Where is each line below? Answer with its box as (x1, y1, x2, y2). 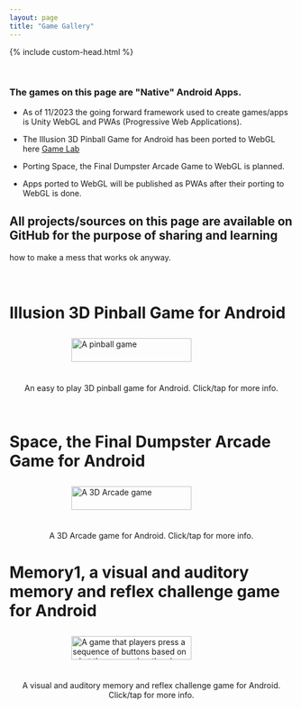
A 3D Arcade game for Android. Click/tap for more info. (49, 531, 254, 541)
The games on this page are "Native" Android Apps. (9, 86, 242, 99)
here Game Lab (22, 143, 80, 154)
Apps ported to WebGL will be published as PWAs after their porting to (22, 177, 285, 189)
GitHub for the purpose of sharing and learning (9, 228, 278, 243)
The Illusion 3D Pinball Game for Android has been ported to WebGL (22, 133, 276, 144)
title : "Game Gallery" (9, 22, 95, 31)
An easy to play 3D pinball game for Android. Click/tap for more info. (23, 382, 279, 393)
